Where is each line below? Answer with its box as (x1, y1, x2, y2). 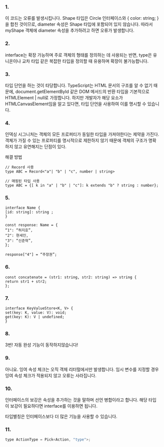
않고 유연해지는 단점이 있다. (14, 144, 67, 149)
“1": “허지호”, (5, 228, 33, 233)
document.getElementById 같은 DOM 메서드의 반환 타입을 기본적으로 (15, 89, 150, 94)
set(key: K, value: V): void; (5, 310, 67, 315)
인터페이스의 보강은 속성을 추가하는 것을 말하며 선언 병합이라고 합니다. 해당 (5, 397, 148, 403)
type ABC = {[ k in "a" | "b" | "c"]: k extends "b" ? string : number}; (5, 183, 159, 188)
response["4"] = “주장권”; (5, 252, 57, 257)
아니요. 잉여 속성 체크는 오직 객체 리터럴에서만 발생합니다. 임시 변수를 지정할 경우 (5, 366, 159, 372)
